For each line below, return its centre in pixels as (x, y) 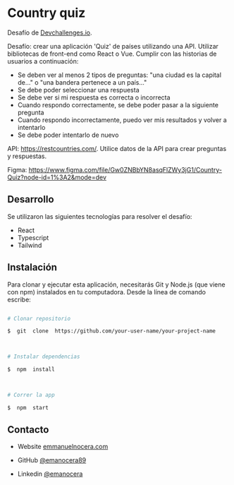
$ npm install (31, 370)
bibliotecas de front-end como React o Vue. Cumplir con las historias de (112, 54)
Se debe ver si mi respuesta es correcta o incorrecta (94, 97)
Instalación (32, 267)
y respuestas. (27, 156)
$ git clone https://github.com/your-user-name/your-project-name (112, 331)
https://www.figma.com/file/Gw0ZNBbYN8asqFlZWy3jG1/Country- (125, 169)
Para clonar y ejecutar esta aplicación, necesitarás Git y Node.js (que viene (116, 285)
